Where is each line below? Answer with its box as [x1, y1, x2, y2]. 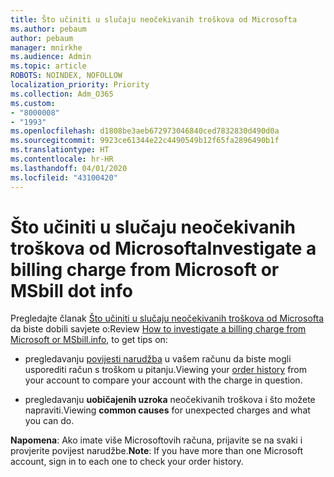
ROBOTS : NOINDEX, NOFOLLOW [10, 71, 123, 81]
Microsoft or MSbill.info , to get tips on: [10, 334, 168, 346]
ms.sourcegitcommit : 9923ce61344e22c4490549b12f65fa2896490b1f [10, 136, 280, 146]
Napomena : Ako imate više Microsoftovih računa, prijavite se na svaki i [10, 434, 303, 446]
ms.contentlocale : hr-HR [10, 154, 114, 164]
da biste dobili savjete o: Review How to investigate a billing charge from [10, 323, 307, 335]
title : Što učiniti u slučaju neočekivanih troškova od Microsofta [10, 14, 298, 25]
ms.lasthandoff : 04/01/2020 [10, 163, 128, 173]
